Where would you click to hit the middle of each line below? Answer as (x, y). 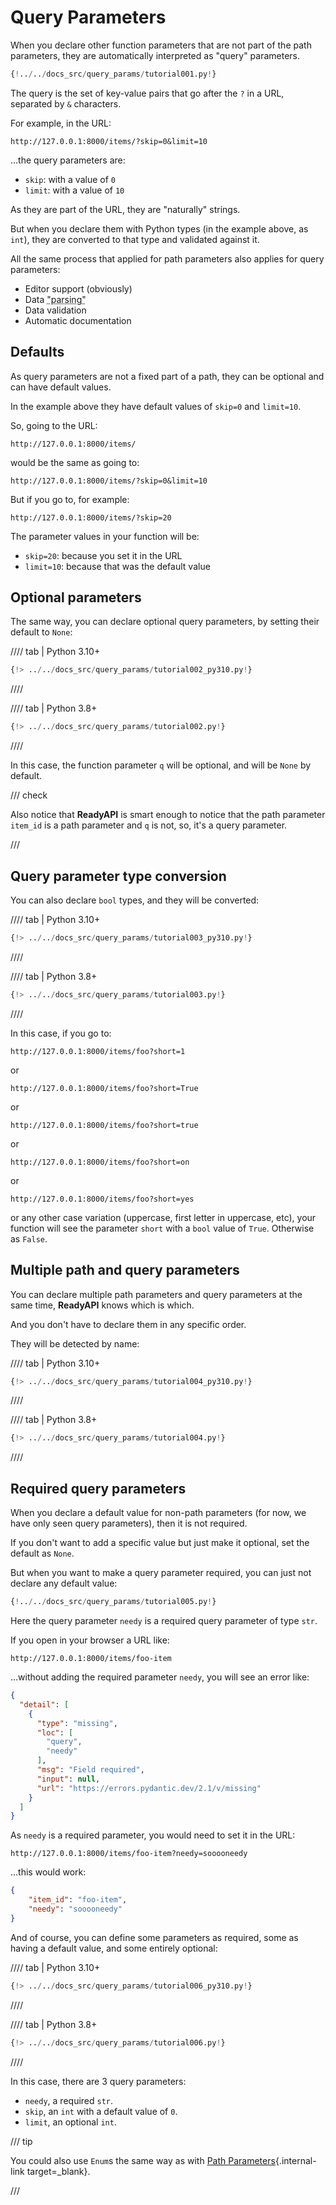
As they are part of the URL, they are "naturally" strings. (125, 209)
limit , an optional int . (70, 2122)
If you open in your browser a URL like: (90, 1640)
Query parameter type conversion (118, 876)
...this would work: (48, 1872)
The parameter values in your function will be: (105, 536)
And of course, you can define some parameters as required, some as (154, 1937)
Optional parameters (76, 597)
